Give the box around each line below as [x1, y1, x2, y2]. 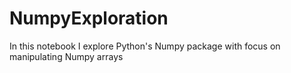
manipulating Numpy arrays [9, 50, 124, 62]
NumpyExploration [9, 7, 169, 30]
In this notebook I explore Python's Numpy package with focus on [9, 40, 281, 52]
